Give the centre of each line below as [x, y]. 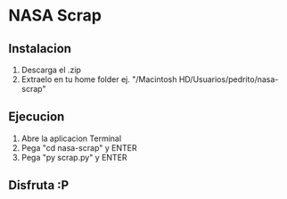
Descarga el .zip [51, 70]
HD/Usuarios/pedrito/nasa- [229, 79]
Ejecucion [37, 117]
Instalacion [40, 49]
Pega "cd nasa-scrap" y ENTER [79, 147]
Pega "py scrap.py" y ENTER [74, 157]
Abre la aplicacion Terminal [71, 138]
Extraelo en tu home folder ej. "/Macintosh [99, 79]
